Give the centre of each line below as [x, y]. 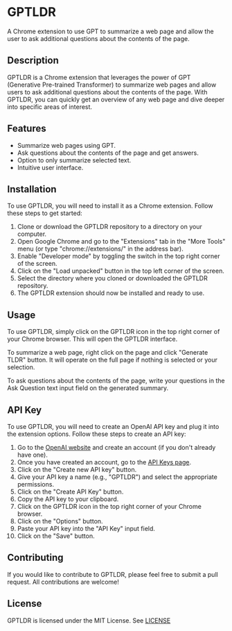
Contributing [35, 558]
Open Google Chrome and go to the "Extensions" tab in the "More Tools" [121, 242]
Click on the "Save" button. [56, 536]
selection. [21, 367]
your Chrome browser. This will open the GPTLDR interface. [92, 339]
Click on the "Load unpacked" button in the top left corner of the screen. [121, 271]
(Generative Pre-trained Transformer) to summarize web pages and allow [112, 85]
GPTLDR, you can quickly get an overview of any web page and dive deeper [116, 99]
